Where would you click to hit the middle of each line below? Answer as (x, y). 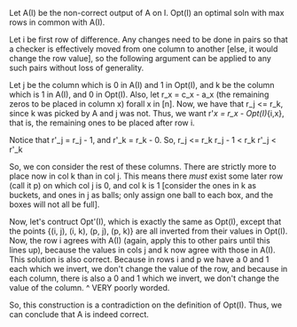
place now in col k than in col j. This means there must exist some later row (146, 176)
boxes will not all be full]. (55, 204)
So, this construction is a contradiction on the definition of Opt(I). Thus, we (145, 305)
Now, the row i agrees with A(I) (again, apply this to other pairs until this (140, 240)
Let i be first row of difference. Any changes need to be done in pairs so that (148, 40)
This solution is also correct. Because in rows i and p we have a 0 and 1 (139, 259)
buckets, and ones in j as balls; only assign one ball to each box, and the (141, 195)
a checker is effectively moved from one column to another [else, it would (144, 49)
